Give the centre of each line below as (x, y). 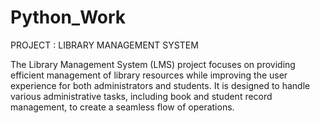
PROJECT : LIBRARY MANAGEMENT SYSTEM (104, 45)
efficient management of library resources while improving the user (149, 75)
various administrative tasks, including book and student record (141, 96)
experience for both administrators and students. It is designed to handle (160, 85)
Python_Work (68, 17)
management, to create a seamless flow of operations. (122, 107)
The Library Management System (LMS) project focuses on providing (153, 64)
